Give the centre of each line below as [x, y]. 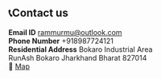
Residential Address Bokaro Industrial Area [80, 49]
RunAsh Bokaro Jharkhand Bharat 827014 [78, 57]
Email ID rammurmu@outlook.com [65, 32]
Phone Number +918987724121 [61, 41]
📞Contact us [38, 13]
